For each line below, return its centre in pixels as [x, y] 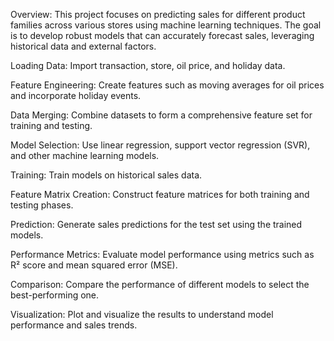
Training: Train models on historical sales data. [106, 175]
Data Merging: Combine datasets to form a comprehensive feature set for [161, 115]
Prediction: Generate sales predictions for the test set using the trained [156, 224]
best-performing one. [55, 295]
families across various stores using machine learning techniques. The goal [166, 25]
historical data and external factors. [83, 46]
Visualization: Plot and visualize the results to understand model [142, 314]
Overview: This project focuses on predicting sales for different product [158, 14]
